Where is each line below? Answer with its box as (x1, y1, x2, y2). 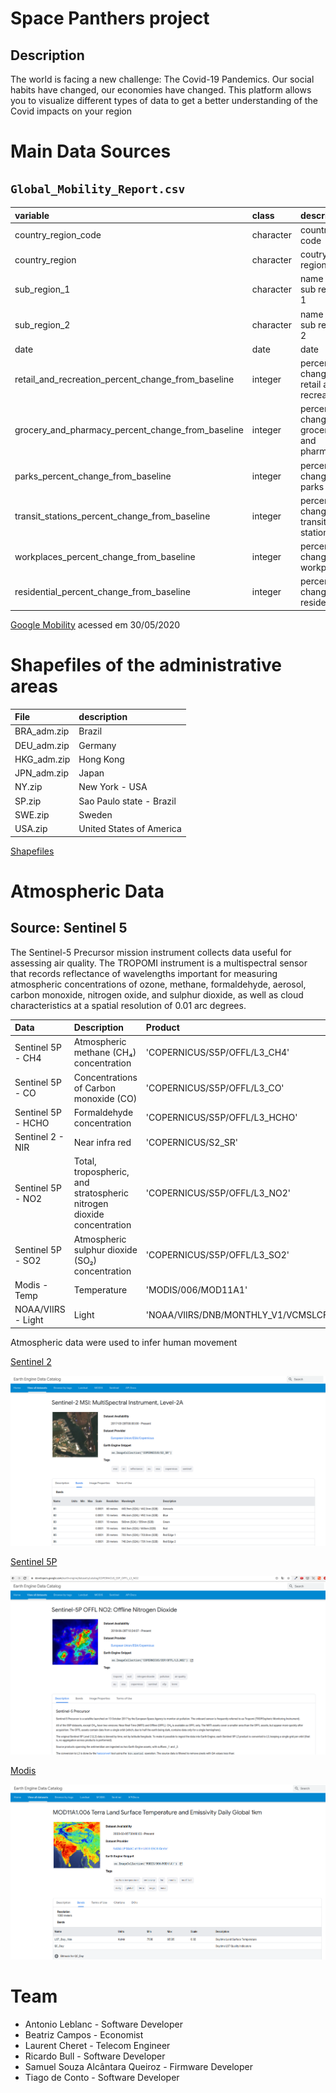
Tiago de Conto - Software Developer (24, 2072, 180, 2084)
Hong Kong (78, 753, 125, 765)
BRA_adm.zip (14, 725, 70, 737)
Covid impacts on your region (10, 105, 133, 117)
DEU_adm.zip (14, 739, 70, 751)
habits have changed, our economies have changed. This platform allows (10, 84, 312, 96)
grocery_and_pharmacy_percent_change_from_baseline (14, 424, 244, 436)
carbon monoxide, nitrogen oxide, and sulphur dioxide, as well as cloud (10, 988, 304, 1001)
